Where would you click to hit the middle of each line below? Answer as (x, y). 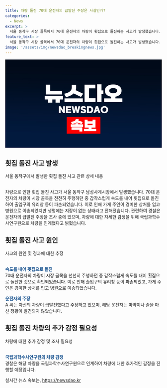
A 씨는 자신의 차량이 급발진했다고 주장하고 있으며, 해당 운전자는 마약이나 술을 (80, 305)
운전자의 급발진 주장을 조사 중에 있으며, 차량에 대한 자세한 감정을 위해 (72, 217)
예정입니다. (25, 370)
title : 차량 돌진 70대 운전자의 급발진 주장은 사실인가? (55, 10)
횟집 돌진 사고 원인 (32, 240)
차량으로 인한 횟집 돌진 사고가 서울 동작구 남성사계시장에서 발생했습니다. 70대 (80, 192)
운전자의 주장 (18, 298)
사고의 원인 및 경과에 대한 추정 (34, 253)
